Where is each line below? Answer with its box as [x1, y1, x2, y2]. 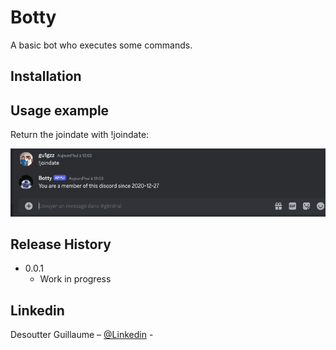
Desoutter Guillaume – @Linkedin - [10, 329, 154, 341]
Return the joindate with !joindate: [10, 129, 150, 141]
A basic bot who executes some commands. [10, 39, 193, 51]
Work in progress [39, 273, 112, 285]
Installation [10, 68, 82, 85]
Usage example [10, 102, 110, 119]
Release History [10, 236, 112, 253]
